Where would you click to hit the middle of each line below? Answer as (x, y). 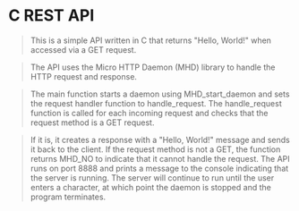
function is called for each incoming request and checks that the (149, 113)
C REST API (51, 16)
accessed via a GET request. (83, 49)
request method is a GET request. (92, 122)
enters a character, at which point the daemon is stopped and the (151, 187)
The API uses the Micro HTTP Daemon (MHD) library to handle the (153, 67)
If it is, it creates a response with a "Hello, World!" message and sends (160, 139)
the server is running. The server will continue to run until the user (152, 177)
